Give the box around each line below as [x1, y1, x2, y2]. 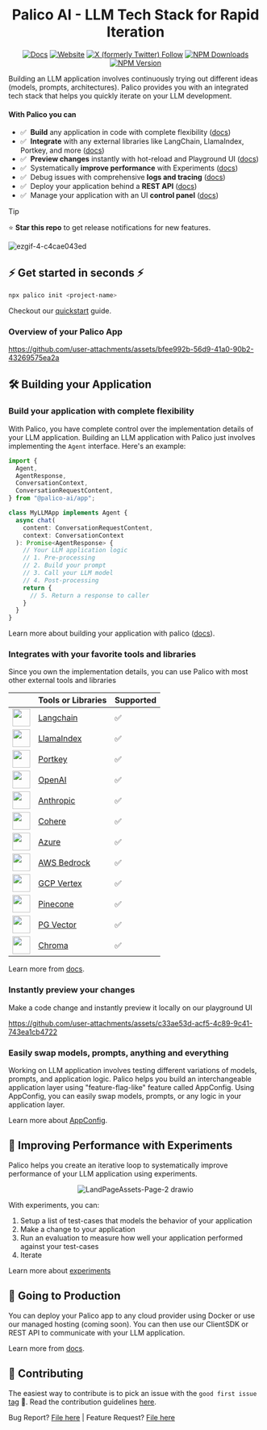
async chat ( [15, 516, 56, 524]
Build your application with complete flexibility [8, 405, 195, 417]
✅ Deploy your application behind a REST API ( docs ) [19, 182, 198, 191]
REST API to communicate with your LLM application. [8, 1327, 186, 1337]
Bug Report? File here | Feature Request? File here [8, 1412, 176, 1422]
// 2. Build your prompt [23, 561, 106, 570]
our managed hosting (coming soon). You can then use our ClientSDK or [8, 1319, 248, 1329]
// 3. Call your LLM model [23, 569, 114, 577]
